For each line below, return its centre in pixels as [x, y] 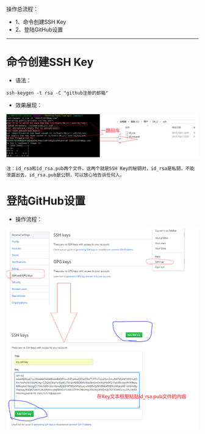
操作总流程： [22, 9]
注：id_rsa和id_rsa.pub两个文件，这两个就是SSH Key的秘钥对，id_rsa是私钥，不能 [100, 169]
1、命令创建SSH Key [41, 22]
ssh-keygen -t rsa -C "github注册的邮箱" [57, 93]
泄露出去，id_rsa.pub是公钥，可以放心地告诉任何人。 [66, 175]
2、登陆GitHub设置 [39, 30]
